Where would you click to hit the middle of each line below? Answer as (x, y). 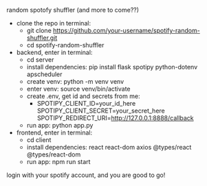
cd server (40, 60)
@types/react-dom (54, 154)
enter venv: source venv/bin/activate (79, 89)
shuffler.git (42, 38)
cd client (39, 140)
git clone (39, 31)
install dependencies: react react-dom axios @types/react (109, 147)
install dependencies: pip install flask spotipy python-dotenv (112, 67)
